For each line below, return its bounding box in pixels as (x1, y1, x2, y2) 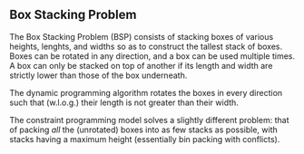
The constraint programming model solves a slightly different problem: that (9, 114, 289, 125)
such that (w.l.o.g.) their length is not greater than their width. (9, 97, 239, 108)
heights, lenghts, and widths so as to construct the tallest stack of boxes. (9, 41, 283, 52)
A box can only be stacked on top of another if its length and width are (9, 60, 273, 71)
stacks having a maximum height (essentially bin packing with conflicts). (9, 133, 280, 144)
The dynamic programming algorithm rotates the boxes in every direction (9, 87, 283, 98)
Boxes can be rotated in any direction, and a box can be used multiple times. (9, 50, 295, 62)
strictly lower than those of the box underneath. (9, 70, 188, 81)
